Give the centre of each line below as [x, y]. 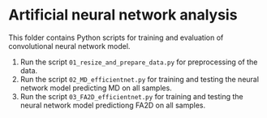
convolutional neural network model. [69, 46]
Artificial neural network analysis [123, 15]
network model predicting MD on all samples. [96, 88]
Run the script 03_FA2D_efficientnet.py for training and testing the [131, 96]
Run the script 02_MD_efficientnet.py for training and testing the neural [140, 79]
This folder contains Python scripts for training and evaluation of [116, 37]
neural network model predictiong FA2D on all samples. [112, 105]
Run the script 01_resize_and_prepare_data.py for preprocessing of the [139, 62]
